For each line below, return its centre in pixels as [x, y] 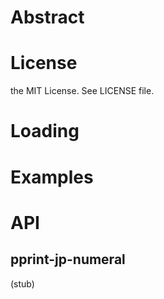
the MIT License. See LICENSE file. [82, 91]
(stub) [22, 283]
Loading [45, 131]
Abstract [47, 17]
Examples [52, 177]
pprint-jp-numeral [68, 259]
